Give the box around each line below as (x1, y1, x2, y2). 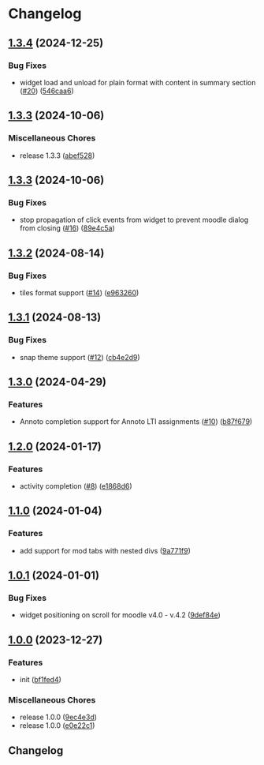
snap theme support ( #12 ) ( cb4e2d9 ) (19, 352, 140, 362)
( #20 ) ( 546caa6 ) (19, 86, 74, 96)
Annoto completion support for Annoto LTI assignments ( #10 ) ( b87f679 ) (19, 417, 253, 426)
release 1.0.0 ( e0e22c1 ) (19, 721, 95, 730)
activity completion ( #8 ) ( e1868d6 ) (19, 482, 132, 490)
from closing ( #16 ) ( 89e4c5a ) (19, 223, 116, 233)
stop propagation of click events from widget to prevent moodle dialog (19, 215, 249, 225)
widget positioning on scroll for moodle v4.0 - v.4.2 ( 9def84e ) (19, 610, 221, 620)
